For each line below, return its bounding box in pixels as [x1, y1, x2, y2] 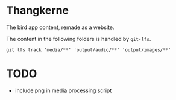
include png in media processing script [14, 87, 112, 94]
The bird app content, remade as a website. [6, 23, 115, 31]
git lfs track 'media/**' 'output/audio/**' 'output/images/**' [6, 46, 171, 53]
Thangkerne [6, 4, 69, 17]
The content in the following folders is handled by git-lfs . [6, 35, 151, 42]
